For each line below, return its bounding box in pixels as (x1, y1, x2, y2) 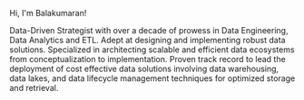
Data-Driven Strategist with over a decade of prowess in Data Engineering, (9, 25, 289, 35)
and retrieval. (9, 83, 59, 93)
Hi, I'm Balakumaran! (9, 8, 87, 18)
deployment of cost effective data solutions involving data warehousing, (9, 63, 279, 74)
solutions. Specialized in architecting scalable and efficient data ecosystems (9, 44, 295, 55)
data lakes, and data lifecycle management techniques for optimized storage (9, 73, 296, 84)
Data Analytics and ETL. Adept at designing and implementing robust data (9, 35, 286, 45)
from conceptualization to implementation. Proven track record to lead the (9, 54, 286, 64)
